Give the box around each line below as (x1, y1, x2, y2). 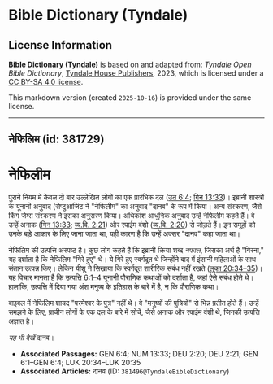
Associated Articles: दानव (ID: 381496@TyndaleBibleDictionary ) (19, 366, 230, 376)
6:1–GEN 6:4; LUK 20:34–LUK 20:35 (19, 358, 141, 368)
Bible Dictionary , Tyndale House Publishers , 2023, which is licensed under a (8, 68, 264, 78)
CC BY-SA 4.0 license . (8, 77, 84, 86)
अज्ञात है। (8, 316, 35, 326)
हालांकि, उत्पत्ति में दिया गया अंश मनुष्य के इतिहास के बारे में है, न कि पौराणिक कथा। (8, 282, 219, 292)
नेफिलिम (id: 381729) (8, 133, 105, 146)
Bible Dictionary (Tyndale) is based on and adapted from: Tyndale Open (8, 59, 252, 69)
